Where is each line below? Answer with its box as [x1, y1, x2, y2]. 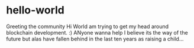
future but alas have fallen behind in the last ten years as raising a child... [6, 35, 184, 42]
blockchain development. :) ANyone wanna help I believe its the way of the [6, 29, 188, 36]
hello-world [6, 4, 65, 17]
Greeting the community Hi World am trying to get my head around [6, 23, 169, 30]
